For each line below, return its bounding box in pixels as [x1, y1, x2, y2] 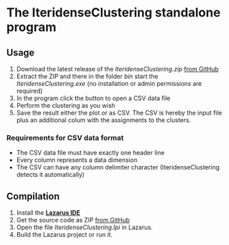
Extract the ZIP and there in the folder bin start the [16, 72, 158, 80]
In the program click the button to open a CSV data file [16, 94, 171, 102]
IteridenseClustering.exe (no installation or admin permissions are [16, 80, 202, 87]
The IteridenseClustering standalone [6, 5, 221, 21]
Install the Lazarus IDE [16, 209, 80, 217]
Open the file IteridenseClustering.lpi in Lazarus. [16, 223, 153, 231]
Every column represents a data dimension [16, 156, 138, 164]
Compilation [6, 190, 60, 202]
